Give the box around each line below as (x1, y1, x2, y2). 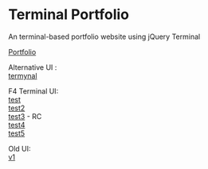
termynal (8, 71, 37, 80)
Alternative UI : (8, 62, 57, 72)
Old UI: (8, 144, 31, 153)
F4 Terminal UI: (8, 86, 59, 96)
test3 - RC (8, 111, 42, 121)
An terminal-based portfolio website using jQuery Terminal (8, 32, 201, 41)
